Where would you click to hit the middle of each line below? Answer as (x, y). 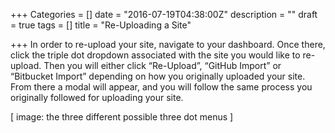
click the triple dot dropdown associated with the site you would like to (155, 55)
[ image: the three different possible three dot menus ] (122, 117)
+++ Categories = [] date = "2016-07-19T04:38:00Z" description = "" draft (164, 14)
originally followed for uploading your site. (97, 97)
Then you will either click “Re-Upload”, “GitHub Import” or (162, 65)
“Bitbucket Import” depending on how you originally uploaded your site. (158, 76)
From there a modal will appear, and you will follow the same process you (161, 87)
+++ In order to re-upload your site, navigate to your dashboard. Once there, (168, 44)
